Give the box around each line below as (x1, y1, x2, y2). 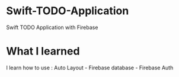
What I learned (6, 44, 80, 58)
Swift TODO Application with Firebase (6, 24, 98, 31)
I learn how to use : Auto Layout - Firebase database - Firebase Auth (6, 64, 174, 71)
